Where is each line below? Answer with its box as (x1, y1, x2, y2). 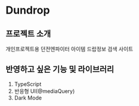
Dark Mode (14, 94, 42, 101)
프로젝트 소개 (5, 28, 51, 38)
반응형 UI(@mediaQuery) (14, 87, 75, 95)
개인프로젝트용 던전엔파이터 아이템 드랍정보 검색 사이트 (5, 46, 134, 52)
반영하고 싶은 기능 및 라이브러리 (5, 65, 115, 75)
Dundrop (5, 4, 50, 17)
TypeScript (14, 81, 42, 88)
